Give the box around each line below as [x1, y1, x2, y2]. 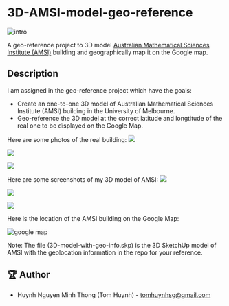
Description [7, 68, 58, 80]
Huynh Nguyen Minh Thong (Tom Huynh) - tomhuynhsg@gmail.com [17, 290, 211, 299]
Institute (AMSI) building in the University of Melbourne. [17, 106, 175, 115]
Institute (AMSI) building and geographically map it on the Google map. [7, 48, 208, 56]
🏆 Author [7, 269, 50, 281]
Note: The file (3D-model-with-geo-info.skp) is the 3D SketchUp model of [7, 241, 217, 249]
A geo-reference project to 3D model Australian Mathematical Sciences [7, 40, 210, 49]
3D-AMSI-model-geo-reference [7, 5, 193, 21]
